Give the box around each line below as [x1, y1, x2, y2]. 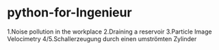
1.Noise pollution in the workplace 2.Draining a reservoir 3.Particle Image [7, 27, 212, 36]
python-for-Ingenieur [7, 5, 132, 21]
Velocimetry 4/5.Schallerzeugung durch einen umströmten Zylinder [7, 34, 197, 42]
